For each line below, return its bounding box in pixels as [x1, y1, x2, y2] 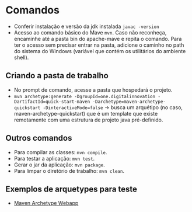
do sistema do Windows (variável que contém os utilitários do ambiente [13, 47, 186, 54]
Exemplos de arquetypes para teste [5, 184, 138, 194]
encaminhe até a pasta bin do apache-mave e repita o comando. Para [13, 35, 182, 42]
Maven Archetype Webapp [13, 200, 79, 207]
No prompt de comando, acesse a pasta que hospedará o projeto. [13, 86, 173, 93]
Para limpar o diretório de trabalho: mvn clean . [13, 167, 125, 174]
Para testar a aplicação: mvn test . [13, 155, 95, 162]
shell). [13, 54, 29, 61]
